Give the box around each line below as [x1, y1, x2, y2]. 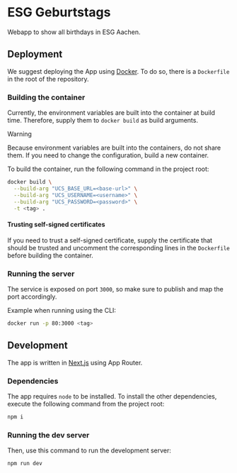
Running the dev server [7, 430, 90, 440]
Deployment [7, 48, 63, 60]
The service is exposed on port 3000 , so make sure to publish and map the [7, 284, 224, 293]
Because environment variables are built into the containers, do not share [7, 143, 221, 152]
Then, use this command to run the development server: [7, 446, 172, 455]
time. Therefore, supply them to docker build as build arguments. [7, 116, 198, 125]
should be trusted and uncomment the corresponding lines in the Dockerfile [7, 243, 230, 252]
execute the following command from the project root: [7, 399, 165, 408]
